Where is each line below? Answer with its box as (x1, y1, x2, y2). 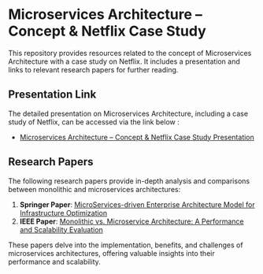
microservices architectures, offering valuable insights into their (8, 248, 215, 257)
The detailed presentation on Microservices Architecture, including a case (8, 109, 249, 118)
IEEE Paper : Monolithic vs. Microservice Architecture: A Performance (19, 217, 244, 226)
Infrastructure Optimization (19, 208, 108, 217)
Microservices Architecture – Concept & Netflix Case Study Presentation (19, 132, 254, 142)
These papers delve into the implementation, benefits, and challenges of (8, 240, 243, 250)
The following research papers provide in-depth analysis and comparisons (8, 176, 250, 186)
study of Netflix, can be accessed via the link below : (8, 117, 180, 127)
